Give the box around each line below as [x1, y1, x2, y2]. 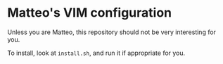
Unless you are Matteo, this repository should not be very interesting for [7, 28, 217, 36]
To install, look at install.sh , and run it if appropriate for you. [7, 49, 186, 57]
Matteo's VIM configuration [7, 5, 172, 21]
